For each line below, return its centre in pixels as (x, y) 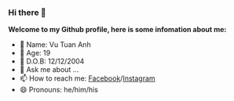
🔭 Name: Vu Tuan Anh (55, 45)
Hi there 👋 (27, 13)
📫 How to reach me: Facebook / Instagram (87, 78)
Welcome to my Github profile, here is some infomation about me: (117, 30)
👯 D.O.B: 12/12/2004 (52, 61)
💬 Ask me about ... (49, 70)
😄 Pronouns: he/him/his (58, 90)
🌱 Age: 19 (35, 53)
